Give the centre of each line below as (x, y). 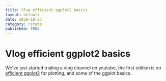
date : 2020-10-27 (24, 19)
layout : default (22, 15)
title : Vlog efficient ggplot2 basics (46, 10)
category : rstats (24, 24)
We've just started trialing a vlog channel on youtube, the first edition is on (83, 68)
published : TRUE (22, 29)
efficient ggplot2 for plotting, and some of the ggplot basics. (68, 73)
